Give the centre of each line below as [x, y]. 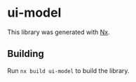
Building [26, 54]
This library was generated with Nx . [59, 32]
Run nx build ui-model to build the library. [68, 70]
